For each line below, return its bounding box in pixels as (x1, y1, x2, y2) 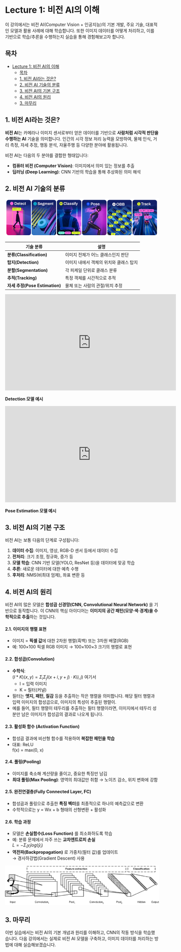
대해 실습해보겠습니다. (14, 942, 56, 948)
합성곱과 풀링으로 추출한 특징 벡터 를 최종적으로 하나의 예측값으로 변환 (12, 800, 144, 806)
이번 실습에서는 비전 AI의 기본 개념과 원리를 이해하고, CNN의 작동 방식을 (5, 930, 142, 935)
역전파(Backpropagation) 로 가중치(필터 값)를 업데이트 (12, 849, 119, 855)
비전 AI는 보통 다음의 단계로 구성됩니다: (5, 537, 80, 543)
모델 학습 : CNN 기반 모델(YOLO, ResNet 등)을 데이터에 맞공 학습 (12, 560, 135, 566)
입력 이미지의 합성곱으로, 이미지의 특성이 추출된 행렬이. (12, 699, 117, 705)
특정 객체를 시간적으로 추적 (65, 275, 116, 281)
